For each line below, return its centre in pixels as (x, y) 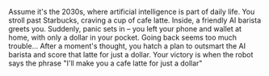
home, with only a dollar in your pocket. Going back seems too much (122, 37)
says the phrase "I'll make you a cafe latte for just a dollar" (105, 63)
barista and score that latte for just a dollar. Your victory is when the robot (131, 55)
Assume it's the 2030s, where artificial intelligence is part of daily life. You (132, 12)
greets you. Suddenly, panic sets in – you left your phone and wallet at (125, 29)
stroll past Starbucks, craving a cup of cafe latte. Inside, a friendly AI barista (135, 20)
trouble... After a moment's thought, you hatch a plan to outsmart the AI (127, 46)
